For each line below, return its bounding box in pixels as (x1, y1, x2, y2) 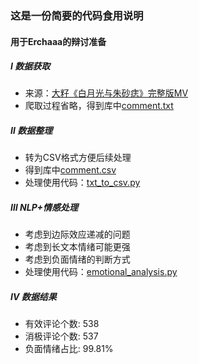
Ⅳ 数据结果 (10, 291, 57, 303)
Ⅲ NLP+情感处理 (10, 202, 78, 214)
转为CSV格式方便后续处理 (24, 152, 132, 164)
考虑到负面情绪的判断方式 (24, 253, 131, 266)
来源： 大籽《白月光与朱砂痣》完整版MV (24, 87, 189, 99)
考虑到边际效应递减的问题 (24, 228, 131, 241)
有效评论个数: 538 (24, 318, 100, 330)
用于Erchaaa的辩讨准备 (10, 35, 107, 47)
